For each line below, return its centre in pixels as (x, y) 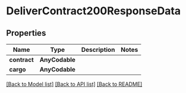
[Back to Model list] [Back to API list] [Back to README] (74, 84)
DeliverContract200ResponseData (94, 11)
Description (98, 50)
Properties (26, 33)
